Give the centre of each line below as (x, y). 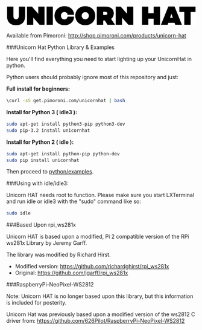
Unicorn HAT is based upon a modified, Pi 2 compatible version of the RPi (98, 237)
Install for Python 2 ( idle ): (40, 142)
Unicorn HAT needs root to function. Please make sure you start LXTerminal (100, 195)
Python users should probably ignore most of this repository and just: (93, 77)
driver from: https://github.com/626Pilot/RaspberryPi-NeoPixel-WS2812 (96, 321)
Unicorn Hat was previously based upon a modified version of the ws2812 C (101, 314)
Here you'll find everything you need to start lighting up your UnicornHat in (99, 59)
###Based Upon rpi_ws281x (41, 225)
